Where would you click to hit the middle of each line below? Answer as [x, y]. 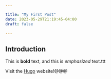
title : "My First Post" [31, 14]
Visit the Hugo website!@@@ [36, 71]
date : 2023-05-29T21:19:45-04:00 [41, 19]
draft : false [19, 24]
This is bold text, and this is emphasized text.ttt [55, 61]
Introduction [26, 49]
